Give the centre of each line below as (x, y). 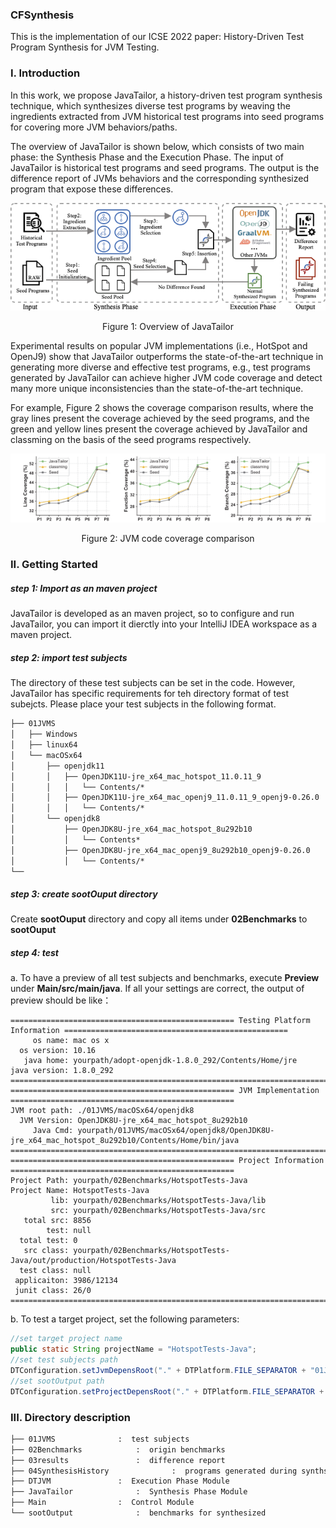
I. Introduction (45, 73)
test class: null (55, 1271)
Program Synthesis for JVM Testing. (85, 47)
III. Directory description (70, 1417)
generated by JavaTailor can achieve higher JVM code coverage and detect (166, 378)
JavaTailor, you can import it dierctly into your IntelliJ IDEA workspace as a (164, 624)
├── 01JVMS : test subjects (100, 1439)
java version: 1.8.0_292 (62, 1071)
